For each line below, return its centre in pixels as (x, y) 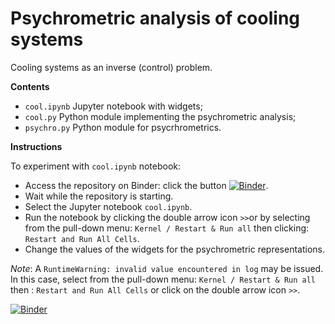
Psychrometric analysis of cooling (155, 18)
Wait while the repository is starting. (99, 196)
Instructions (36, 146)
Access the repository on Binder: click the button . (146, 185)
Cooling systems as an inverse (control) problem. (111, 67)
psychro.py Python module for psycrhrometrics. (123, 127)
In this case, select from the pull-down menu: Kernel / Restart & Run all (163, 279)
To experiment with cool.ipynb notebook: (96, 166)
